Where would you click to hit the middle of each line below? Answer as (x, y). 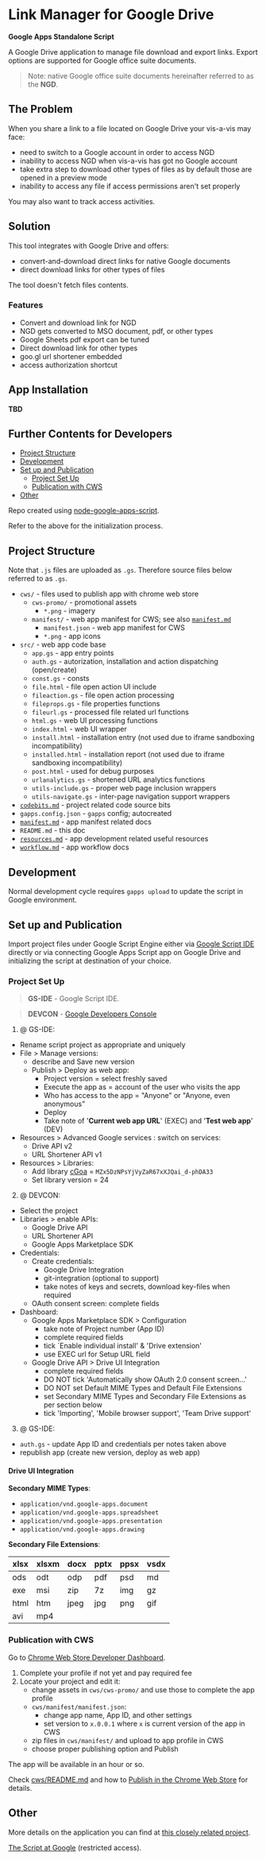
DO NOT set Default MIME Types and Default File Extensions (143, 1388)
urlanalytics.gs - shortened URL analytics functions (118, 779)
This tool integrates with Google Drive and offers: (89, 246)
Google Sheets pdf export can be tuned (84, 339)
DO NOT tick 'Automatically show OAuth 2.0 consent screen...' (145, 1379)
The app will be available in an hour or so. (76, 1764)
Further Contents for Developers (91, 434)
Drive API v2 (52, 1147)
